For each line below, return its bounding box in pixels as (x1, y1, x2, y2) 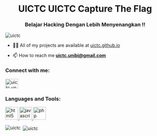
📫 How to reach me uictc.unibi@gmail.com (12, 53, 106, 59)
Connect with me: (5, 67, 50, 74)
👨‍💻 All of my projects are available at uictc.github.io (12, 42, 121, 49)
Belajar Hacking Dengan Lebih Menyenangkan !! (24, 21, 146, 28)
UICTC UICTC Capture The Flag (18, 3, 152, 15)
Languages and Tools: (5, 95, 61, 102)
